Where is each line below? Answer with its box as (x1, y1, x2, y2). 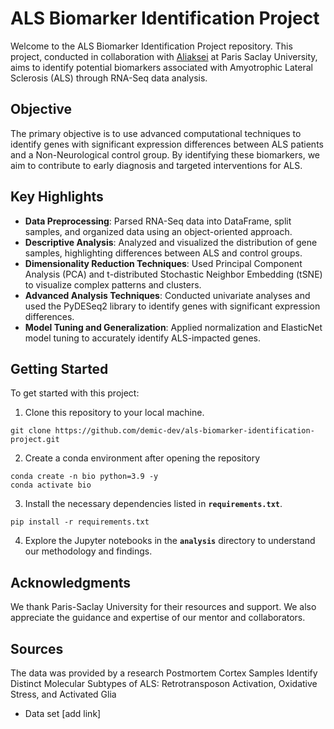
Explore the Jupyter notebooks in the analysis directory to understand (24, 535, 316, 547)
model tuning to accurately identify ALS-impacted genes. (24, 332, 262, 344)
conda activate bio (10, 480, 92, 491)
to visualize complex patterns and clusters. (24, 278, 202, 291)
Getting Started (10, 360, 109, 377)
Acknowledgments (10, 574, 132, 591)
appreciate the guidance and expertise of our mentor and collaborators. (10, 612, 306, 624)
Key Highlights (10, 188, 104, 206)
